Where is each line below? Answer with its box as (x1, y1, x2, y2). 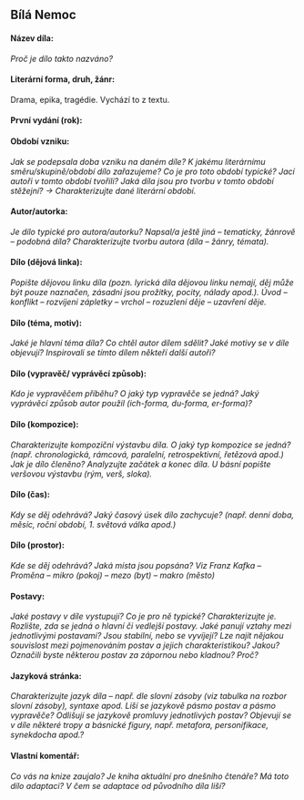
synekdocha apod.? (10, 729, 85, 741)
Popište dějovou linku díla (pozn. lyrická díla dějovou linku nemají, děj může (10, 277, 294, 288)
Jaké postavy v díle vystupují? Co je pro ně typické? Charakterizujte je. (10, 610, 277, 622)
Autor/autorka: (10, 206, 68, 217)
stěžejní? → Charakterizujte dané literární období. (10, 185, 197, 196)
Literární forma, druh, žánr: (10, 74, 116, 85)
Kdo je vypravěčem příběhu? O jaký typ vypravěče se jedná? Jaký (10, 388, 259, 399)
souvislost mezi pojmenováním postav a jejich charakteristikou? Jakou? (10, 640, 280, 651)
